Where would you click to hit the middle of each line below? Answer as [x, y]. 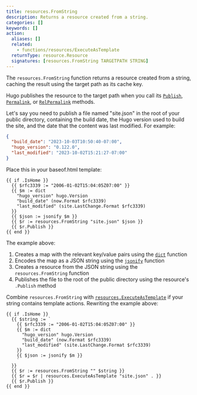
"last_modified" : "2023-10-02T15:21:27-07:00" [69, 153]
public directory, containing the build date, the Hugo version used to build [95, 119]
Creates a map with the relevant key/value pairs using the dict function [101, 254]
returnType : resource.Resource [50, 55]
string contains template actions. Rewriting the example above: [82, 303]
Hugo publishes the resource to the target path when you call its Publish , [95, 96]
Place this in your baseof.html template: [54, 169]
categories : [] [25, 22]
